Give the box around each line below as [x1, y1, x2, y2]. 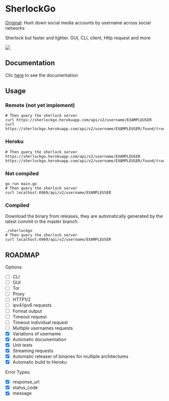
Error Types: [5, 369, 31, 375]
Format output [12, 308, 42, 314]
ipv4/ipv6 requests [12, 302, 52, 308]
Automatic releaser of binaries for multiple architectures [12, 353, 129, 360]
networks [5, 25, 25, 31]
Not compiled [5, 170, 39, 177]
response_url [12, 379, 40, 385]
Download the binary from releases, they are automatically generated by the [5, 213, 163, 219]
